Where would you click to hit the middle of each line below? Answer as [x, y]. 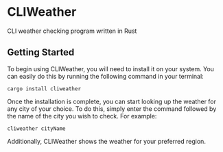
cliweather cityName [37, 128]
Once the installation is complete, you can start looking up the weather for [112, 101]
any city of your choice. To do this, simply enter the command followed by [112, 109]
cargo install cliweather [44, 89]
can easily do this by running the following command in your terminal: [105, 76]
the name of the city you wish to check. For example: [82, 116]
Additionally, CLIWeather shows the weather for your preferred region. [106, 141]
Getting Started [41, 52]
